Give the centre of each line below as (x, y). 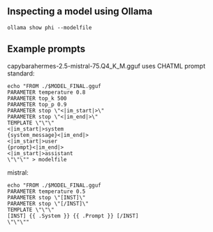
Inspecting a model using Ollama (80, 12)
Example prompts (46, 49)
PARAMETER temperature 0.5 (46, 191)
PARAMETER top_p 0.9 (37, 104)
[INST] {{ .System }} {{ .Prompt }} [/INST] (73, 216)
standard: (21, 73)
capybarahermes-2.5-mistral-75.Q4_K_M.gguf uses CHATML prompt (106, 66)
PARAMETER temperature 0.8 (46, 92)
